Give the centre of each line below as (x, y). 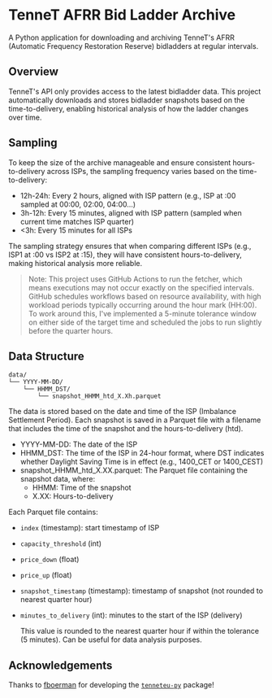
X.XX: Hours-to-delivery (73, 496)
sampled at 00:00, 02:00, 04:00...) (78, 204)
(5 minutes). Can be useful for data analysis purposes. (111, 639)
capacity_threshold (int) (61, 543)
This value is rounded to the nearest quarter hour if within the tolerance (140, 631)
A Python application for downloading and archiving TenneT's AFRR (122, 37)
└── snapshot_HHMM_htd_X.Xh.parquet (99, 396)
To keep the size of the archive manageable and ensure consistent (120, 162)
